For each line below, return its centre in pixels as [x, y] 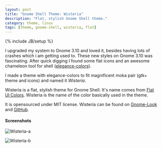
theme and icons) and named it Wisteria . [46, 81]
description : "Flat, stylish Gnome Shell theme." [56, 18]
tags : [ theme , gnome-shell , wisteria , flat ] [51, 28]
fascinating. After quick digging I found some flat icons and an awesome [77, 61]
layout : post [18, 9]
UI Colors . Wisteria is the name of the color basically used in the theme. [77, 95]
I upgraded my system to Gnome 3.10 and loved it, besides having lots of [78, 51]
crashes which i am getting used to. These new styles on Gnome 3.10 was [79, 56]
